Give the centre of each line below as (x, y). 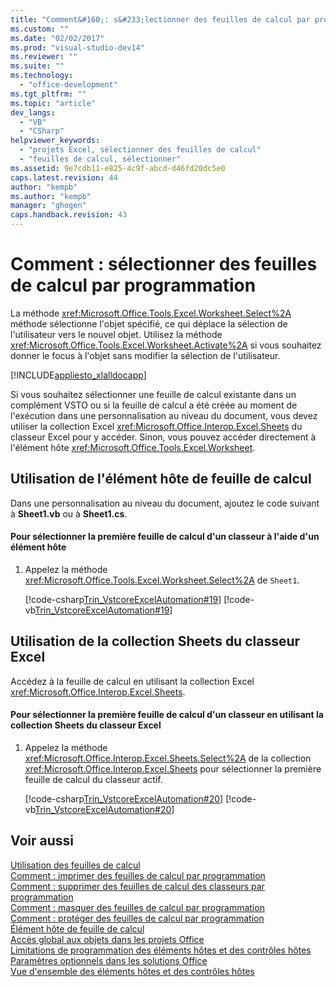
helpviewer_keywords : (55, 141)
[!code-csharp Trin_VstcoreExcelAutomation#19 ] (123, 599)
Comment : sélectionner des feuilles (164, 264)
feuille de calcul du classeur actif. (93, 779)
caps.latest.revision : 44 (64, 177)
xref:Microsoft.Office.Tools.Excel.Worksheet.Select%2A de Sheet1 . (162, 580)
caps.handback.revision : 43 (69, 215)
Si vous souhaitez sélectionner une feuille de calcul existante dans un (153, 394)
